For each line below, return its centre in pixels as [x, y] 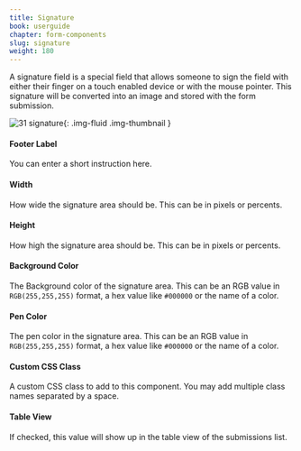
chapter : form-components [58, 34]
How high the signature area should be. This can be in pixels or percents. [145, 245]
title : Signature [42, 18]
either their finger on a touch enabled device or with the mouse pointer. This [151, 87]
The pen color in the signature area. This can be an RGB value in [129, 336]
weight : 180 [32, 51]
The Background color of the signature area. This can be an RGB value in [145, 286]
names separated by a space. [64, 396]
